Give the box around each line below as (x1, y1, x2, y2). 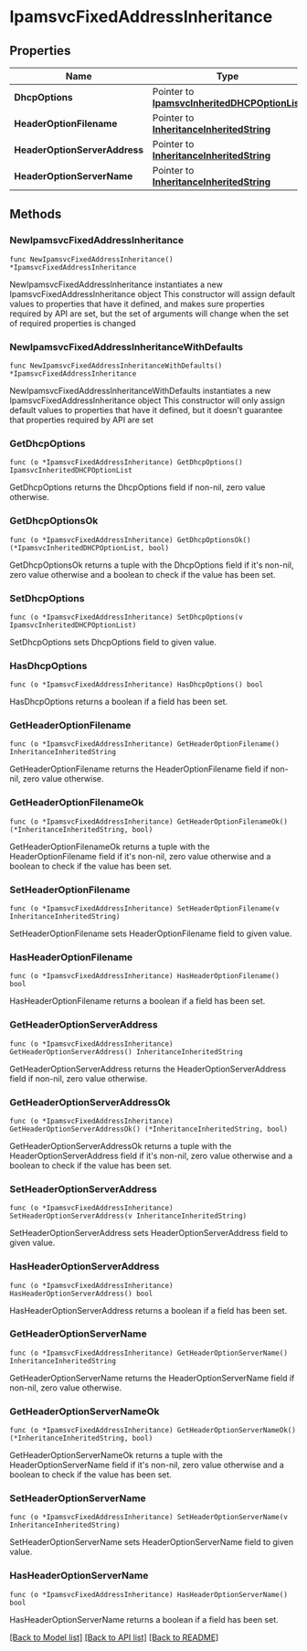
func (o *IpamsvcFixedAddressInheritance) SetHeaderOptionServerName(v (9, 1513, 288, 1522)
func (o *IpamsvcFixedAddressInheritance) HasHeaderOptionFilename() (9, 972, 281, 981)
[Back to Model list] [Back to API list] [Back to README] (9, 1632, 219, 1643)
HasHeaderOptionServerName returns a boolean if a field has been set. (9, 1614, 279, 1624)
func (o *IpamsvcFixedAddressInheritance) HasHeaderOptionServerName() (9, 1590, 288, 1599)
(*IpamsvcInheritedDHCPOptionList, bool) (9, 543, 170, 552)
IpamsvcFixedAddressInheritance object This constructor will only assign (9, 395, 285, 406)
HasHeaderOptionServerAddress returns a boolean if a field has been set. (9, 1305, 288, 1315)
